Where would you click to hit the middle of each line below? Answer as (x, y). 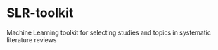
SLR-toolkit (40, 13)
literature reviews (32, 39)
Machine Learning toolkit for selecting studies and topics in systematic (109, 32)
